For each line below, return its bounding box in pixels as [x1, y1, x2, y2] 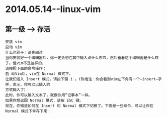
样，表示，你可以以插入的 [5, 82, 50, 87]
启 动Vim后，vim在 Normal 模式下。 [5, 71, 73, 76]
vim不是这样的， [16, 61, 46, 66]
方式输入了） [5, 87, 28, 92]
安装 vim [5, 39, 22, 44]
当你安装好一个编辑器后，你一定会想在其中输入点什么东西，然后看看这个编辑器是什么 [5, 55, 155, 60]
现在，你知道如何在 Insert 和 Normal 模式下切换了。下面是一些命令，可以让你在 [5, 103, 154, 108]
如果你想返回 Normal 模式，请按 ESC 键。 [5, 98, 83, 103]
